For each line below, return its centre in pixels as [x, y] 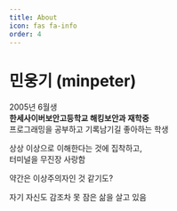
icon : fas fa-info [43, 26]
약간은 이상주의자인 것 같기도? [61, 178]
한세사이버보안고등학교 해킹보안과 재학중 [79, 118]
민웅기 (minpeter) [72, 81]
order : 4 [25, 34]
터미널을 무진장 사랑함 [48, 159]
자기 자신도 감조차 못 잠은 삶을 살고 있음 [78, 198]
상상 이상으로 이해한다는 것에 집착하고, [76, 149]
